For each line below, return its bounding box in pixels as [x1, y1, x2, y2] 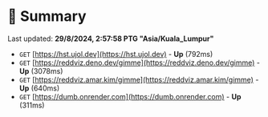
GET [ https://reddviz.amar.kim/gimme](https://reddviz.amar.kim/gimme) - [18, 75, 259, 84]
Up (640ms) [18, 83, 60, 93]
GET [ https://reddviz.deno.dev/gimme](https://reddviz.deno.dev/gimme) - [18, 58, 261, 67]
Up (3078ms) [18, 66, 63, 75]
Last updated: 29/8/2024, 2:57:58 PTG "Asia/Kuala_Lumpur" [7, 34, 214, 43]
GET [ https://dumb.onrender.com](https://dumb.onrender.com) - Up [18, 91, 242, 101]
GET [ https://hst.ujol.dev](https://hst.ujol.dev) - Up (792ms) [18, 49, 213, 58]
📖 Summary [7, 7, 87, 26]
